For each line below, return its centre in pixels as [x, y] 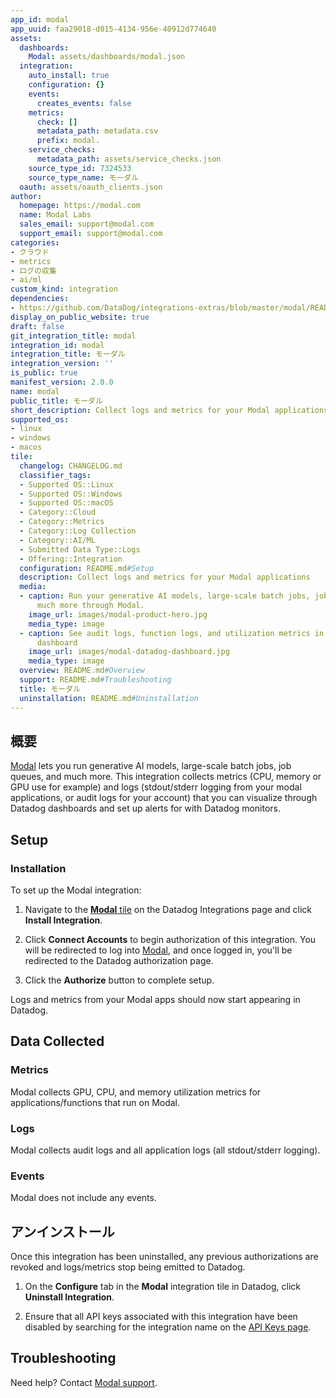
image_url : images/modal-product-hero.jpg [118, 614]
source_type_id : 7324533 [80, 168]
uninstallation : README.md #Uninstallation [109, 698]
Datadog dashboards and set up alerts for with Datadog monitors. [145, 808]
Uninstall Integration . [69, 1297]
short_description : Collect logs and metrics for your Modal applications [169, 410]
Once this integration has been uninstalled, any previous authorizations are [164, 1257]
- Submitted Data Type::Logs [80, 549]
